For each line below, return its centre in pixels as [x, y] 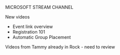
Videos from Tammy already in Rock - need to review [60, 47]
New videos [18, 17]
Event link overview [33, 26]
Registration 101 [29, 32]
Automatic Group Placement [42, 37]
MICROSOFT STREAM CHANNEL [39, 7]
